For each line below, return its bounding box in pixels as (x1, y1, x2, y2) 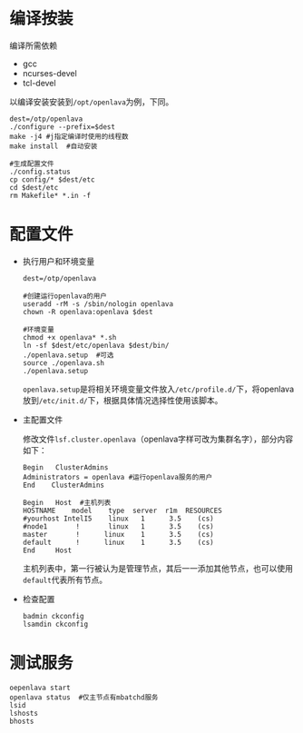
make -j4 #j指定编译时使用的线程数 (9, 132, 129, 141)
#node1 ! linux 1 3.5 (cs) (22, 521, 215, 531)
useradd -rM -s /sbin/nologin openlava (22, 299, 174, 309)
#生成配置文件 (9, 159, 54, 168)
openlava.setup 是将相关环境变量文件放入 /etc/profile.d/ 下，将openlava (22, 383, 295, 394)
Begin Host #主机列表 (22, 498, 112, 507)
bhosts (9, 717, 34, 726)
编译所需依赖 (9, 40, 57, 51)
